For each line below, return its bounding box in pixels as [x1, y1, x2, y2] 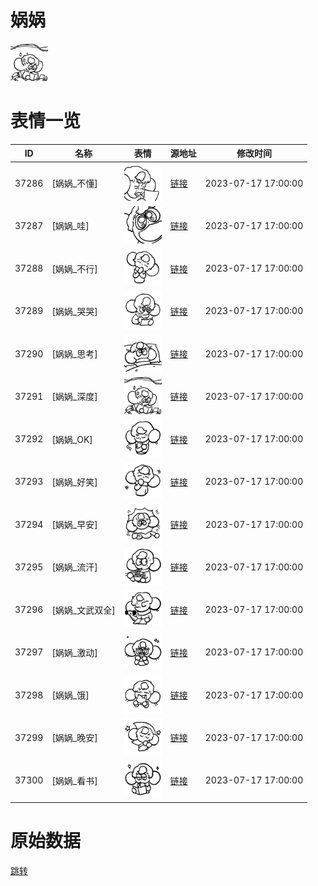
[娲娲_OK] [51, 433, 93, 445]
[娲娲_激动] [51, 646, 98, 658]
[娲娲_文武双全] [51, 604, 116, 616]
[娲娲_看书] [51, 774, 98, 786]
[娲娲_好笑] [51, 476, 98, 488]
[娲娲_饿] [51, 689, 90, 701]
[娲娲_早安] [51, 519, 98, 531]
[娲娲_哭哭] [51, 305, 98, 317]
